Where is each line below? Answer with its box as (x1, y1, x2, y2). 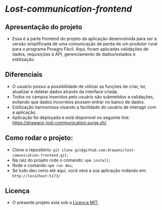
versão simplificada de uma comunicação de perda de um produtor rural (12, 41, 158, 47)
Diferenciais (5, 71, 43, 79)
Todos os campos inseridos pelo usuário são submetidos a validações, (12, 94, 154, 99)
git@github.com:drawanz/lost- (74, 148, 136, 153)
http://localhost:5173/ (12, 173, 61, 178)
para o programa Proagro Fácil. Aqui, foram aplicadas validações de (12, 46, 149, 52)
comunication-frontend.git (12, 153, 67, 158)
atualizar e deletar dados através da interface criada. (12, 89, 118, 95)
